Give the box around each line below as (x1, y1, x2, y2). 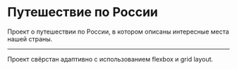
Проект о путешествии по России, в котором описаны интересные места (7, 27, 229, 36)
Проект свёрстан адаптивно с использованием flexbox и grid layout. (7, 55, 214, 63)
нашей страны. (7, 34, 53, 43)
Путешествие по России (7, 4, 159, 20)
